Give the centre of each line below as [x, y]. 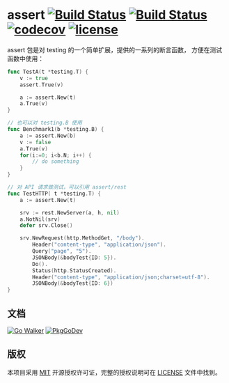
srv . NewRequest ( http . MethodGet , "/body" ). [82, 238]
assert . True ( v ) [42, 85]
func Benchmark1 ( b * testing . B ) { [56, 130]
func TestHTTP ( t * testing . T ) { [54, 194]
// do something [56, 162]
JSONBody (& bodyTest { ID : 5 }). [74, 258]
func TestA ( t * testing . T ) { [48, 72]
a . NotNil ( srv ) [40, 219]
